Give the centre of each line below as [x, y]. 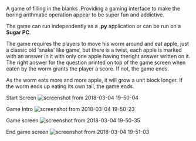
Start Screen [21, 98]
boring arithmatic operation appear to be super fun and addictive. [85, 15]
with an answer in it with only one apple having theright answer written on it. [98, 56]
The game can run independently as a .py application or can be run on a [94, 26]
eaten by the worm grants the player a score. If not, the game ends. [87, 69]
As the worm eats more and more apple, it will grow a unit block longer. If [94, 80]
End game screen [27, 132]
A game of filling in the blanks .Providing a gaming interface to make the [93, 9]
